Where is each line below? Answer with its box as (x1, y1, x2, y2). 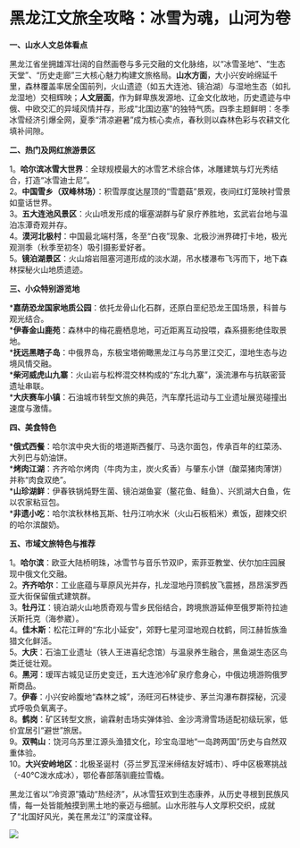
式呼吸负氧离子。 (9, 702, 72, 713)
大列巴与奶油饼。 (9, 452, 72, 462)
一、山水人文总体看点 (9, 39, 87, 50)
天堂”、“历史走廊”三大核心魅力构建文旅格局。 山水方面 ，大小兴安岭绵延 (9, 69, 271, 81)
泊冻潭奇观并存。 (9, 219, 72, 230)
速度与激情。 (9, 403, 56, 413)
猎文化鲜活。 (9, 635, 56, 646)
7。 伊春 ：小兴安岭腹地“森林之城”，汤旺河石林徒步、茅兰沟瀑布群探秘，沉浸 (9, 691, 287, 702)
